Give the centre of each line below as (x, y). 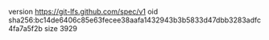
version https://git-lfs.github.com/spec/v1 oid (83, 12)
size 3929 (61, 28)
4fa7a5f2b (25, 28)
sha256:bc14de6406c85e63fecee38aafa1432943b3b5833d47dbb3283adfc (135, 20)
